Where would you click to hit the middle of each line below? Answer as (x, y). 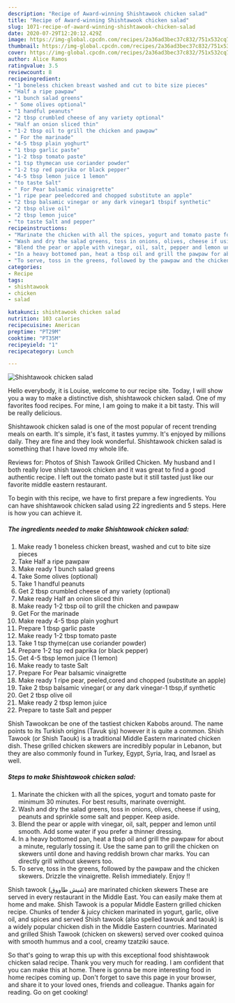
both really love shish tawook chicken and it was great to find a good (107, 470)
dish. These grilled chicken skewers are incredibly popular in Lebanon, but (115, 746)
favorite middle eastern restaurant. (58, 485)
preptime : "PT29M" (35, 332)
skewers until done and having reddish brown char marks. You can (114, 854)
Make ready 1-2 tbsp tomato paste (67, 636)
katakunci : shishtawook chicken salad (64, 312)
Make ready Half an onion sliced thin (71, 599)
